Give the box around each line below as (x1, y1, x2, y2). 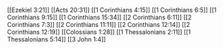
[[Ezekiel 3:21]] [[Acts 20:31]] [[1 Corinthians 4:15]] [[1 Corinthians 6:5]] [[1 (7, 6, 217, 14)
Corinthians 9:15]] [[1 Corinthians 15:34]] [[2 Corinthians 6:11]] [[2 (7, 13, 192, 21)
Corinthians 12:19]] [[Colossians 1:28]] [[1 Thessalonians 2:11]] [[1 (7, 28, 191, 36)
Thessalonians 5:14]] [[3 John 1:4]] (7, 35, 106, 43)
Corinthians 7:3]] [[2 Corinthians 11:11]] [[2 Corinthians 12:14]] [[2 (7, 21, 191, 28)
